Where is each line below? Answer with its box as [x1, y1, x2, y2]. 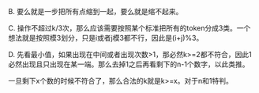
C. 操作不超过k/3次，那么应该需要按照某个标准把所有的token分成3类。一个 [8, 23, 251, 33]
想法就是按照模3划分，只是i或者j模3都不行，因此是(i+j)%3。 [8, 34, 204, 42]
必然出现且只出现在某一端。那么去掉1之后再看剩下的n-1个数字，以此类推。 [8, 59, 250, 69]
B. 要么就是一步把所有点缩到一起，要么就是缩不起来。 [8, 7, 183, 16]
